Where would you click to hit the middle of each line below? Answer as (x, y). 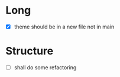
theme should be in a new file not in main (64, 27)
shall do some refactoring (45, 67)
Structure (30, 51)
